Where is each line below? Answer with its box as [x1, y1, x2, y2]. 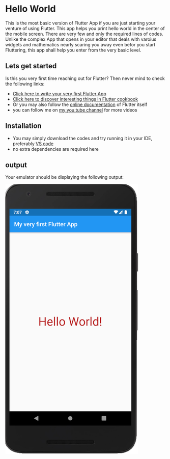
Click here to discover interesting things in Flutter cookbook [12, 96, 138, 102]
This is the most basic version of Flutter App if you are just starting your [5, 20, 156, 26]
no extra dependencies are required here [12, 146, 99, 152]
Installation [5, 122, 42, 130]
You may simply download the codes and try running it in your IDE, [12, 135, 153, 141]
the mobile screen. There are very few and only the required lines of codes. [5, 31, 164, 37]
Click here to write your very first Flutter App [12, 90, 106, 97]
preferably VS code [12, 141, 54, 147]
